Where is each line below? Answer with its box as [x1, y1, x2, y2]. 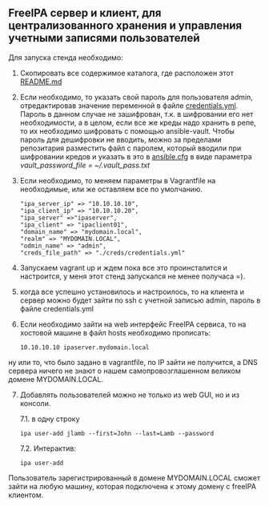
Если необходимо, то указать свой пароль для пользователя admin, [19, 92, 254, 102]
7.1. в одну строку [19, 414, 80, 424]
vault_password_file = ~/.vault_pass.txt [19, 160, 151, 170]
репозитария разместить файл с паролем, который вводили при [19, 143, 242, 153]
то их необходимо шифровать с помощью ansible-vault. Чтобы [19, 126, 235, 135]
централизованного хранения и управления [8, 19, 243, 33]
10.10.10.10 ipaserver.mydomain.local [19, 343, 150, 351]
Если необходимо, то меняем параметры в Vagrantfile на [19, 175, 216, 185]
